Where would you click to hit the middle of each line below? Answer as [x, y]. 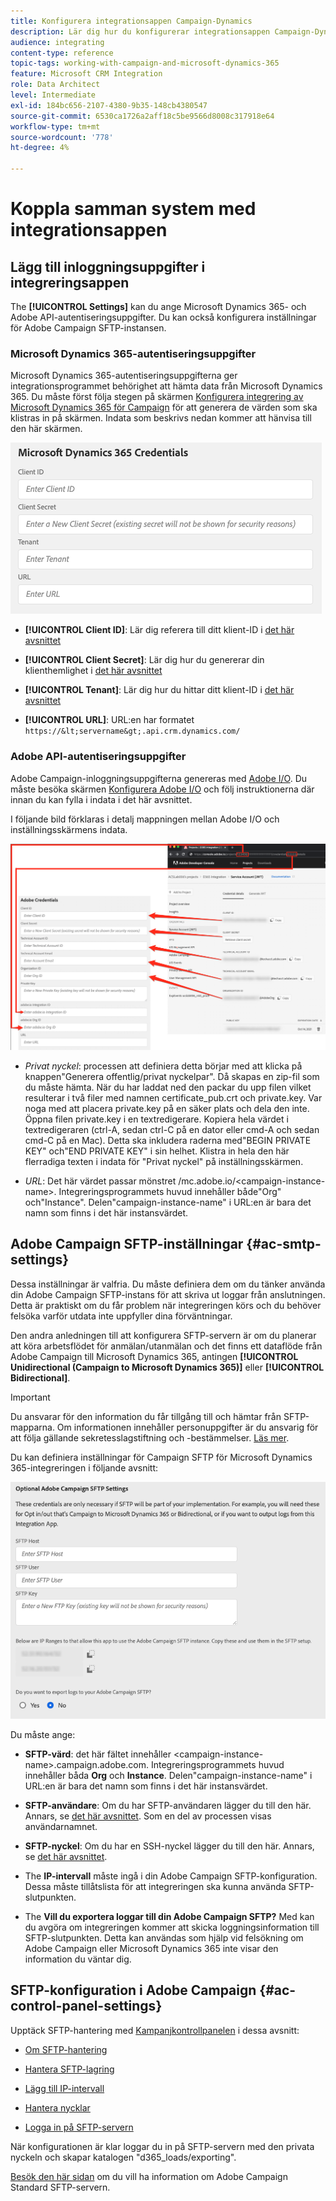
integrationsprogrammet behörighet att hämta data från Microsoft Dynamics [166, 386]
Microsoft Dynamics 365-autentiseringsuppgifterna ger [124, 376]
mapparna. [32, 1427]
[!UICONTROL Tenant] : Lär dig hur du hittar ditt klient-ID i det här [159, 690]
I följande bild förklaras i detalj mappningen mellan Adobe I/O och [145, 819]
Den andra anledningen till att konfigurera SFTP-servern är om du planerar [163, 1335]
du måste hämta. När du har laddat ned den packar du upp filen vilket [168, 1087]
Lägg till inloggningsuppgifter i [108, 266]
